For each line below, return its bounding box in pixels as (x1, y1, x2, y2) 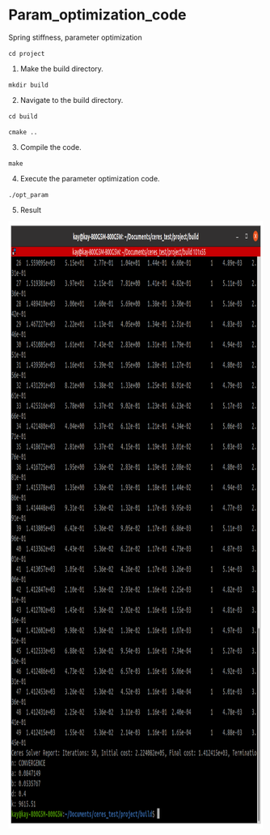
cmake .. (8, 128, 38, 136)
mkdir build (8, 81, 49, 89)
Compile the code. (19, 142, 82, 151)
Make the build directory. (19, 63, 103, 74)
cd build (8, 112, 38, 121)
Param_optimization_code (8, 6, 188, 24)
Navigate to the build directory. (19, 95, 124, 104)
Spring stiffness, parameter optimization (8, 32, 143, 42)
